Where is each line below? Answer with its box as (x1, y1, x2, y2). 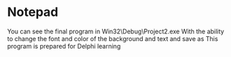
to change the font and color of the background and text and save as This (7, 34, 218, 42)
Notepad (7, 4, 59, 20)
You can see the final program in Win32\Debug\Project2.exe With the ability (7, 27, 225, 35)
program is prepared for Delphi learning (7, 42, 121, 50)
